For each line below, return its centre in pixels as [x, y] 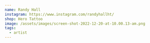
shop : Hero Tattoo [24, 19]
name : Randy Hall [23, 10]
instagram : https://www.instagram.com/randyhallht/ [59, 14]
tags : [10, 28]
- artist [18, 33]
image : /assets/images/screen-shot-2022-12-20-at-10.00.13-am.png [75, 23]
